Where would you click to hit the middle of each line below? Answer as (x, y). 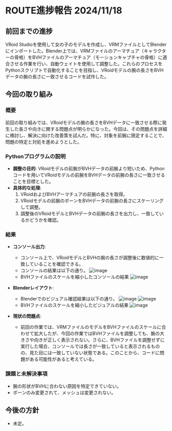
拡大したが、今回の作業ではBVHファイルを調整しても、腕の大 (99, 334)
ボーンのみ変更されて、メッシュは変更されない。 (64, 392)
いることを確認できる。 (59, 264)
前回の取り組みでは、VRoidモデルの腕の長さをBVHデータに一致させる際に (84, 122)
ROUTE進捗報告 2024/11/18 (64, 11)
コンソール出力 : (29, 247)
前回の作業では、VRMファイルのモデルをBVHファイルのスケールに (91, 327)
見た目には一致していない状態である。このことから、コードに (95, 353)
